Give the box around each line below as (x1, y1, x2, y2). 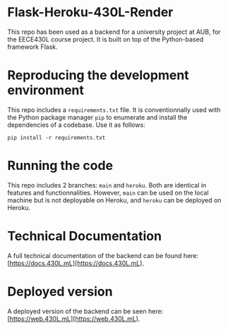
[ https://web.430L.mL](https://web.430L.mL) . (7, 314, 140, 323)
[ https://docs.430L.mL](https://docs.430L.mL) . (7, 259, 145, 267)
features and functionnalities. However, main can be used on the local (7, 188, 210, 197)
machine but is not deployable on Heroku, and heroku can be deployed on (7, 195, 222, 204)
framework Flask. (7, 42, 58, 51)
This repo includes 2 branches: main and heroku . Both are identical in (7, 181, 207, 189)
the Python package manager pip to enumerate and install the (7, 113, 188, 121)
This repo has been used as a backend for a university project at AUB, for (7, 28, 221, 36)
